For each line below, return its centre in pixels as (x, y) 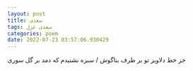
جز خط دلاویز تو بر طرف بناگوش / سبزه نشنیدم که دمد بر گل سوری (96, 60)
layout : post (27, 14)
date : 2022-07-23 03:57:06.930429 (58, 40)
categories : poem (33, 33)
